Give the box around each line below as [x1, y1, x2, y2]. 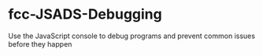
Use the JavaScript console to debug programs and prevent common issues [8, 31, 256, 40]
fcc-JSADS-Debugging [8, 5, 163, 23]
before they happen [8, 39, 72, 48]
